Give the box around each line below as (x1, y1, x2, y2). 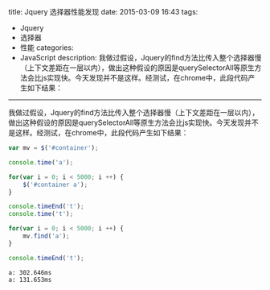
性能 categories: (19, 43, 74, 52)
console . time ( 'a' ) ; (8, 158, 74, 167)
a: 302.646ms (8, 268, 52, 276)
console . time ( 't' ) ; (8, 210, 74, 218)
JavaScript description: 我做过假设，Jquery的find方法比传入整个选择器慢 (19, 53, 262, 62)
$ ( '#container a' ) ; (22, 180, 88, 188)
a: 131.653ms (8, 275, 52, 284)
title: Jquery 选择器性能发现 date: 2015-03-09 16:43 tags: (8, 7, 198, 16)
